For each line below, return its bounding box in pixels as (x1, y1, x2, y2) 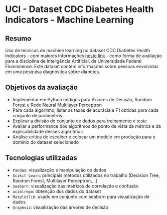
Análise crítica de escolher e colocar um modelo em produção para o (12, 134, 155, 140)
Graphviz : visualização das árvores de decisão (12, 204, 109, 210)
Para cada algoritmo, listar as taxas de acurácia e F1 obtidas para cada (12, 107, 159, 113)
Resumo (5, 34, 32, 43)
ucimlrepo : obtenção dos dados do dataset (12, 188, 101, 194)
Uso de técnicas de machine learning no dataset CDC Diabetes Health (5, 48, 150, 53)
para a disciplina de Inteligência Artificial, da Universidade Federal (5, 58, 142, 64)
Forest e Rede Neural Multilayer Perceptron (12, 102, 102, 108)
